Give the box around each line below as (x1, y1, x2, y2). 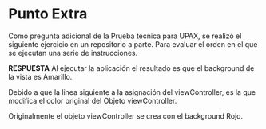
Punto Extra (8, 5, 88, 23)
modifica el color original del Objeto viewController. (8, 96, 177, 105)
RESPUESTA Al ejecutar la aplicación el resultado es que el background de (8, 63, 255, 72)
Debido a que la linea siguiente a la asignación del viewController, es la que (8, 87, 256, 96)
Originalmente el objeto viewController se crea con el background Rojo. (8, 111, 244, 120)
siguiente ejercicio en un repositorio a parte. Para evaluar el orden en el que (8, 39, 258, 49)
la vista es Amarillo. (8, 72, 73, 81)
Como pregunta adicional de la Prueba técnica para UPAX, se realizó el (8, 31, 242, 41)
